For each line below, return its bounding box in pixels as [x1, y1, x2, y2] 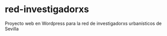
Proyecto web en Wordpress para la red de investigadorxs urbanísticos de [5, 20, 162, 26]
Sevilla [5, 25, 19, 31]
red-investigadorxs [5, 4, 89, 15]
